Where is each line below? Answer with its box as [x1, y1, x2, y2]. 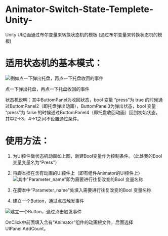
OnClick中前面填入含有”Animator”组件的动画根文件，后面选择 [5, 219, 133, 225]
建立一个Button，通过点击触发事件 [12, 198, 85, 204]
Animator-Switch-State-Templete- [5, 4, 154, 15]
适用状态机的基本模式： [5, 58, 103, 69]
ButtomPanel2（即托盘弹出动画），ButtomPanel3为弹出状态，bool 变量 [9, 103, 156, 109]
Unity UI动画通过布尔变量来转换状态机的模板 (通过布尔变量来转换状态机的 [5, 31, 158, 37]
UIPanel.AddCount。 [5, 225, 49, 231]
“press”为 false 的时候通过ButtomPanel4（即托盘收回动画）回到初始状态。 [5, 109, 160, 115]
